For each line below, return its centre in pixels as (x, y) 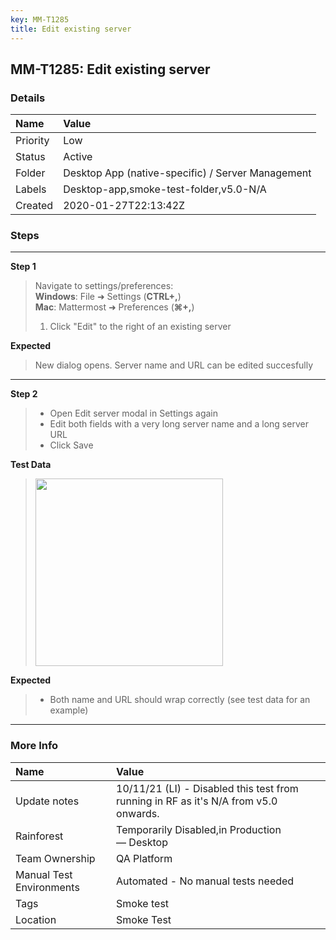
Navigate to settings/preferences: (104, 286)
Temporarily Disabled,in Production (199, 829)
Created (34, 206)
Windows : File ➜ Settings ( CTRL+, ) (108, 297)
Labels (31, 189)
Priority (32, 141)
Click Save (71, 445)
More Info (34, 746)
